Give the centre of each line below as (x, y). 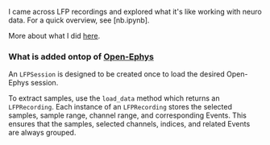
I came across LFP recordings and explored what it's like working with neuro (135, 12)
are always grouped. (42, 133)
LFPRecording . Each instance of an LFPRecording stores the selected (120, 107)
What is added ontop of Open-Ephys (81, 56)
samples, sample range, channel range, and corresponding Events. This (128, 115)
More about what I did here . (54, 36)
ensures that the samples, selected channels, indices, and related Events (129, 124)
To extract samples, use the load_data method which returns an (114, 98)
